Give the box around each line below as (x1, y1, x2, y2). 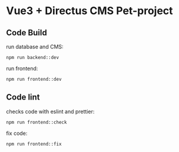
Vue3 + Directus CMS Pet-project (6, 4, 173, 18)
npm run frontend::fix (6, 141, 62, 147)
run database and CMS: (6, 43, 64, 50)
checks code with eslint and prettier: (6, 108, 95, 115)
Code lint (6, 92, 40, 103)
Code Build (6, 28, 47, 38)
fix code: (6, 130, 28, 137)
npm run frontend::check (6, 119, 67, 125)
